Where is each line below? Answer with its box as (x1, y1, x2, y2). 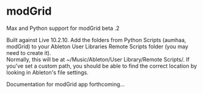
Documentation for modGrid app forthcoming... (6, 81, 125, 88)
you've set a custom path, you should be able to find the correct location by (6, 62, 197, 70)
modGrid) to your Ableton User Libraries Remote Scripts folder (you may (6, 43, 188, 50)
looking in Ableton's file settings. (6, 68, 89, 76)
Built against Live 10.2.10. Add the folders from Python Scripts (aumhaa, (6, 36, 186, 43)
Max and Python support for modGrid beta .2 (6, 24, 120, 32)
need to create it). (6, 49, 51, 56)
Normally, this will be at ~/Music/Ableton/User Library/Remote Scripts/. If (6, 56, 190, 63)
